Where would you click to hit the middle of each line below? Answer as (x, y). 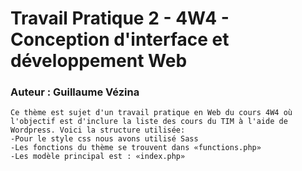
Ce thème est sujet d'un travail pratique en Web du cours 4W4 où (151, 113)
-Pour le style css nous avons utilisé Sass (104, 139)
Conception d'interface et (120, 39)
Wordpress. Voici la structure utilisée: (98, 130)
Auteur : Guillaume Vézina (75, 92)
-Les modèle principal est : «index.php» (98, 157)
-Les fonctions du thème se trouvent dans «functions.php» (136, 148)
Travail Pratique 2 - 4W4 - (120, 18)
